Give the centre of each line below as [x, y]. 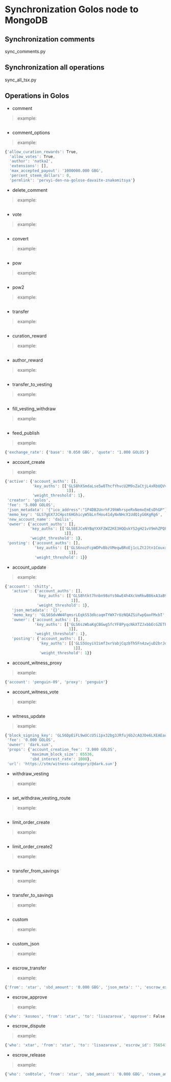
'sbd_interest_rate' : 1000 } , [61, 759]
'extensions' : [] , [29, 166]
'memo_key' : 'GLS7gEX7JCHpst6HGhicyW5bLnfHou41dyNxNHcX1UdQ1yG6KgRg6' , [85, 514]
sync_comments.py [25, 51]
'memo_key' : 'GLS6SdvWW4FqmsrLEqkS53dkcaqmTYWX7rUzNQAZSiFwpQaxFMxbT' [88, 615]
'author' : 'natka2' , [31, 161]
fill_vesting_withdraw [34, 409]
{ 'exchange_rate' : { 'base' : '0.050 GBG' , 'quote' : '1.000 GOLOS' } [77, 452]
